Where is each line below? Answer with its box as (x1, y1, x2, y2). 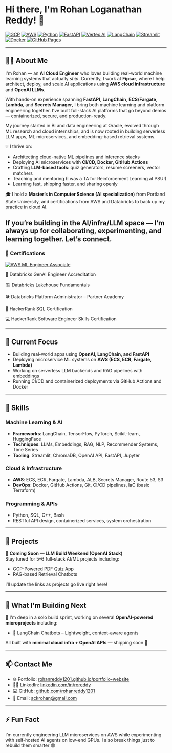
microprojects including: (5, 620, 58, 626)
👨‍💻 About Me (5, 56, 48, 65)
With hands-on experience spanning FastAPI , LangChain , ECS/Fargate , (5, 96, 158, 102)
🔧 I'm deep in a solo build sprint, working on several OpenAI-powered (5, 614, 154, 620)
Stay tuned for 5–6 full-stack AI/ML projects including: (5, 556, 119, 562)
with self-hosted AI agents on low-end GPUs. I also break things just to (5, 737, 155, 743)
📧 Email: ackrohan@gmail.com (12, 695, 77, 701)
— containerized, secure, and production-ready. (5, 113, 107, 119)
